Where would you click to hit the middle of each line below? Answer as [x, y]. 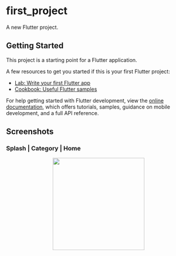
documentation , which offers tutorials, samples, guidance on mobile [88, 107]
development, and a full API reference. [53, 113]
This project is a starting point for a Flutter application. [72, 60]
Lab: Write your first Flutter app [53, 83]
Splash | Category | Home [43, 149]
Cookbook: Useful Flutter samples [56, 89]
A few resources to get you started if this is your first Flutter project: [88, 71]
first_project [37, 11]
